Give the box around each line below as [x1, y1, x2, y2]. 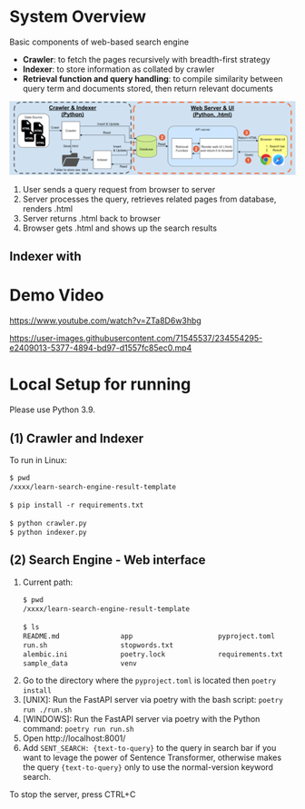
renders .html [22, 202, 74, 214]
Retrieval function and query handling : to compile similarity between [22, 73, 283, 84]
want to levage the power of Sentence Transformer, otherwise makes [22, 752, 282, 763]
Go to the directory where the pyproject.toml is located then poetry [22, 675, 277, 686]
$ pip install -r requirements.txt [9, 500, 144, 509]
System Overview [9, 6, 147, 27]
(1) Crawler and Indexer [9, 430, 144, 446]
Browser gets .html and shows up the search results [22, 222, 218, 233]
